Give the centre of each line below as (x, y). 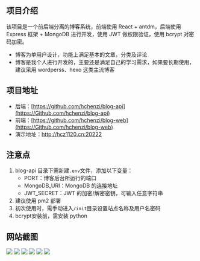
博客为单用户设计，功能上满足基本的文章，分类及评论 (81, 54)
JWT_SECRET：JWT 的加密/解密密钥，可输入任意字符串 (93, 193)
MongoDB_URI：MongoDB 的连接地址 (71, 185)
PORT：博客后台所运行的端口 (60, 178)
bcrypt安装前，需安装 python (51, 216)
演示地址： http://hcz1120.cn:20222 (58, 134)
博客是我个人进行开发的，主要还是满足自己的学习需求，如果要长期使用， (105, 62)
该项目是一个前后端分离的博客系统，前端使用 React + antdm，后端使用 (94, 27)
